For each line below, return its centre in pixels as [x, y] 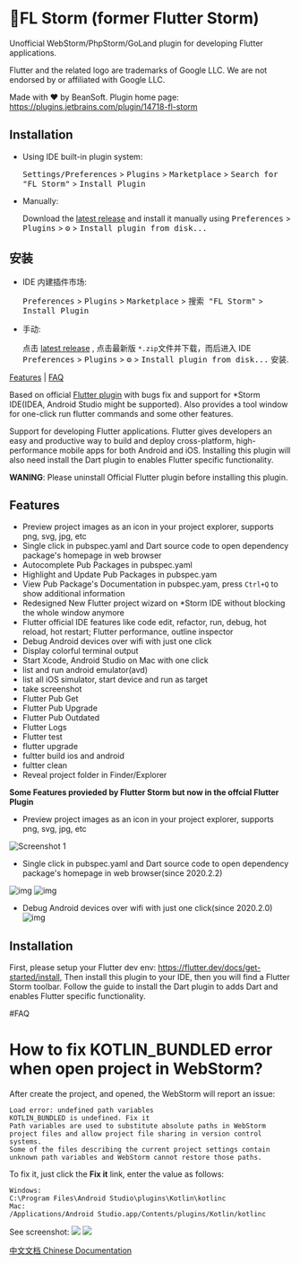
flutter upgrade [50, 747]
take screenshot [52, 689]
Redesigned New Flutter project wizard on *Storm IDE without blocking [154, 603]
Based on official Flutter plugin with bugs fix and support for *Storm [135, 394]
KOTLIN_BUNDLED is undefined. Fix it [80, 1118]
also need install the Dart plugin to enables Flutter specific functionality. [141, 460]
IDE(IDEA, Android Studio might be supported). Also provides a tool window [149, 404]
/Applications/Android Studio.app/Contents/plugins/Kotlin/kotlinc [138, 1215]
